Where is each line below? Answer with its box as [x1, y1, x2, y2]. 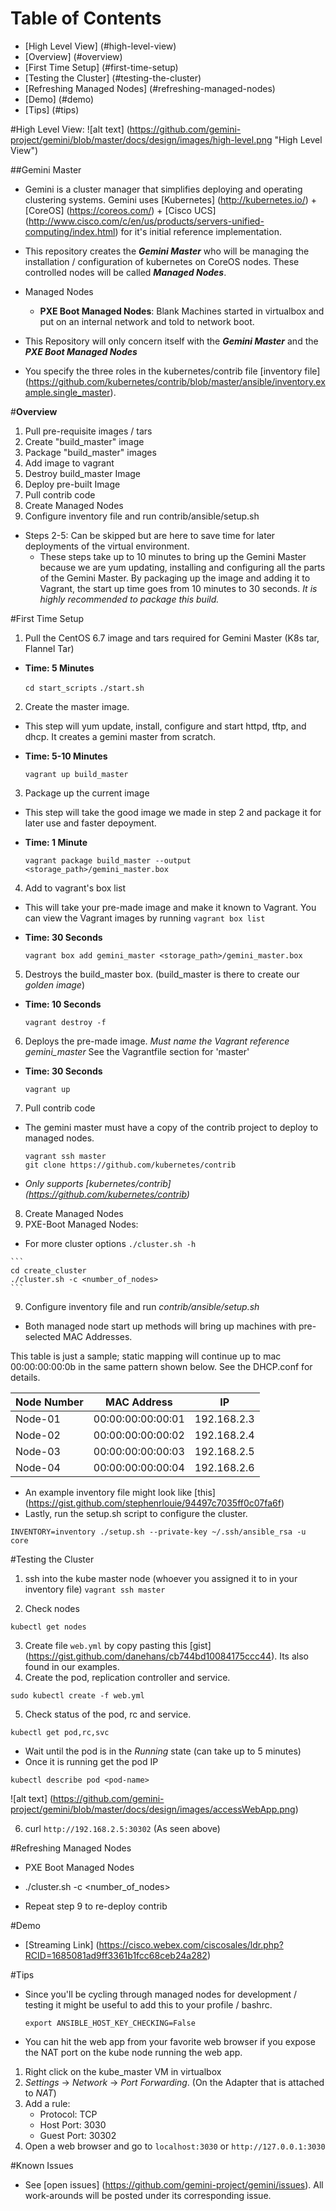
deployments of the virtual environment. [24, 540, 190, 552]
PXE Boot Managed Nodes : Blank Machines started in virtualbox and [39, 305, 325, 317]
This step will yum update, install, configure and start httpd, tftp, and [24, 720, 307, 732]
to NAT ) [24, 2087, 57, 2099]
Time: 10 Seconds [24, 998, 102, 1010]
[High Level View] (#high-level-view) [24, 40, 177, 52]
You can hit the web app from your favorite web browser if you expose [24, 2035, 316, 2047]
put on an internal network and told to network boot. [39, 315, 255, 327]
